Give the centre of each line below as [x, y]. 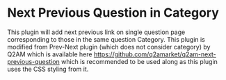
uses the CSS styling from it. [48, 69]
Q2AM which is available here [50, 54]
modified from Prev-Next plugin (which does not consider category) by [109, 47]
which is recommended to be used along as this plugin [139, 61]
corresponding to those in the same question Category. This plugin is [106, 39]
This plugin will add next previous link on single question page [96, 32]
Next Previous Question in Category [113, 13]
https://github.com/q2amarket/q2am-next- [155, 54]
